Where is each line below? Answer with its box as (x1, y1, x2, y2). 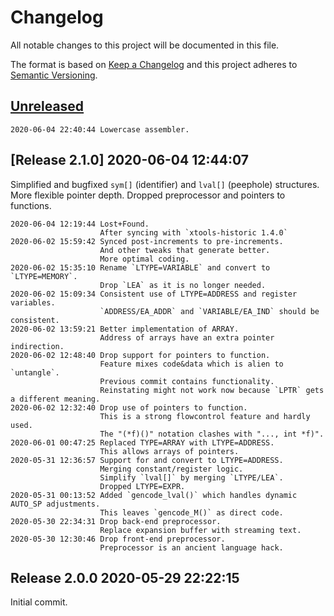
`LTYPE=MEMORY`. (10, 271, 78, 281)
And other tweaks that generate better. (99, 245, 271, 255)
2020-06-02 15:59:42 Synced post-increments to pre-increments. (10, 236, 284, 246)
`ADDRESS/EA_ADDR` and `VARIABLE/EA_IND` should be (99, 306, 320, 316)
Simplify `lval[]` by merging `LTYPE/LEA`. (99, 472, 284, 483)
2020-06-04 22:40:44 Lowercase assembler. (10, 124, 190, 135)
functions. (10, 199, 52, 211)
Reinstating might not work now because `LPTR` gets (99, 385, 325, 395)
